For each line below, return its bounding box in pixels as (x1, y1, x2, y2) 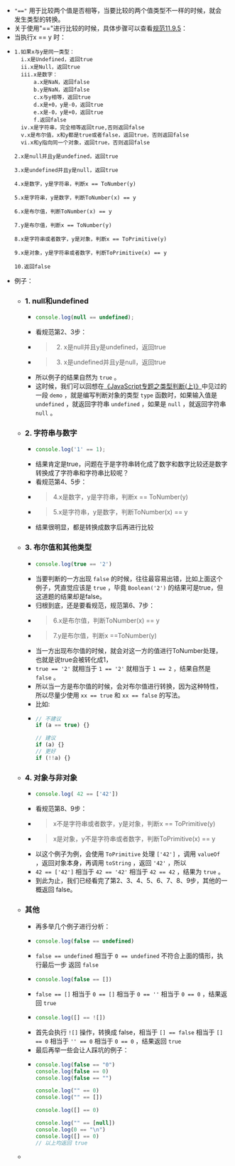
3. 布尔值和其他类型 (24, 543, 92, 553)
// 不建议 (35, 715, 62, 722)
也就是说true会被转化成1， (35, 655, 112, 664)
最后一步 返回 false (41, 960, 99, 969)
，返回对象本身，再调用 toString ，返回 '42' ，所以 (35, 858, 187, 866)
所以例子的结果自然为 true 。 (35, 373, 121, 382)
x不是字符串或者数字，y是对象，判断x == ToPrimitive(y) (53, 819, 216, 827)
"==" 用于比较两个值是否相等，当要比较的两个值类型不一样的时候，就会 (13, 6, 222, 14)
